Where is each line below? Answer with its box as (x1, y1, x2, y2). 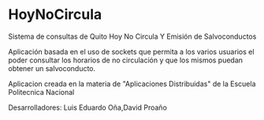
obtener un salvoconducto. (8, 63, 96, 73)
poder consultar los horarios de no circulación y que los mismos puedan (8, 55, 243, 65)
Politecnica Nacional (8, 87, 75, 96)
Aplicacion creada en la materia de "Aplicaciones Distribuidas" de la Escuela (8, 79, 256, 88)
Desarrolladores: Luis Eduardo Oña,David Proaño (8, 103, 168, 112)
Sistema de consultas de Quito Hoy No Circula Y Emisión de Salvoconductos (8, 32, 257, 41)
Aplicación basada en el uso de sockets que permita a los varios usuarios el (8, 47, 255, 56)
